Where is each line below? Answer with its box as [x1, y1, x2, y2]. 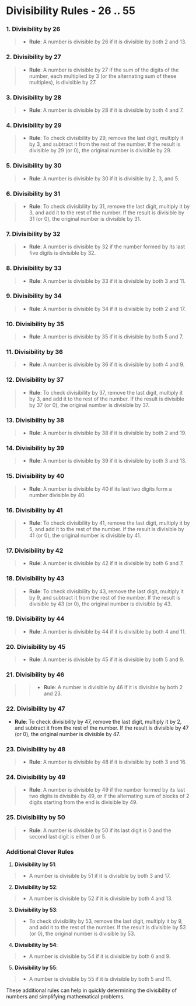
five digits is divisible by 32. [29, 249, 96, 256]
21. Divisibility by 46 [6, 670, 65, 679]
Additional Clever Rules [6, 847, 74, 856]
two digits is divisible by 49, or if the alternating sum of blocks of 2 [29, 792, 190, 800]
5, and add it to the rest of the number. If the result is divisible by [29, 525, 184, 532]
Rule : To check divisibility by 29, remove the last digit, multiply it [29, 135, 184, 142]
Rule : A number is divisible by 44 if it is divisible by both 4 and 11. [29, 628, 186, 635]
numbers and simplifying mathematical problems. [6, 993, 125, 1000]
